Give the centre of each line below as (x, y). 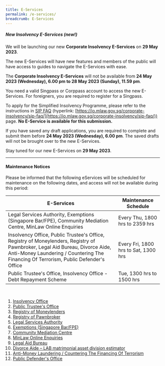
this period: (17, 188)
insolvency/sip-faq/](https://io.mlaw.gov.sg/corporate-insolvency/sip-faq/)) (82, 116)
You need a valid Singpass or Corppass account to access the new (73, 91)
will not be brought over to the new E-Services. (53, 141)
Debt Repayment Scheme (37, 279)
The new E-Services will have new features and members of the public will (81, 61)
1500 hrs (129, 279)
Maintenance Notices (28, 166)
